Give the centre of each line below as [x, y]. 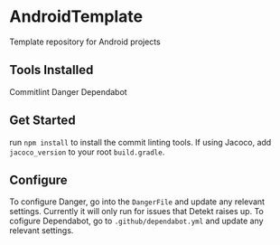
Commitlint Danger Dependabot [69, 91]
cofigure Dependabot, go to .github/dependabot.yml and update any [136, 221]
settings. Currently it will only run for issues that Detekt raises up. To [136, 212]
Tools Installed [51, 70]
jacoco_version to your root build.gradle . [87, 152]
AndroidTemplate [76, 17]
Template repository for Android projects [85, 42]
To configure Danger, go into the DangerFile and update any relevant [137, 202]
